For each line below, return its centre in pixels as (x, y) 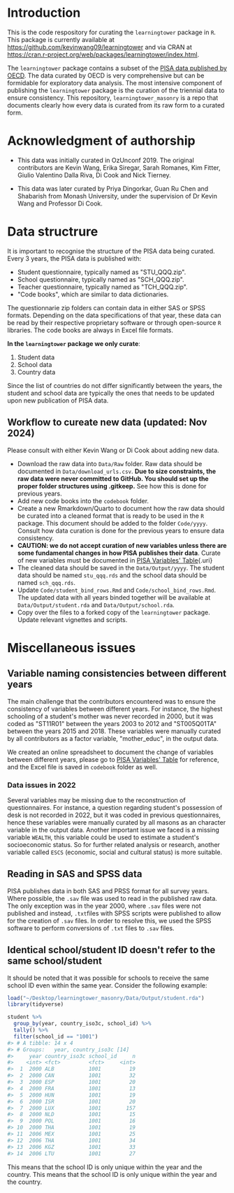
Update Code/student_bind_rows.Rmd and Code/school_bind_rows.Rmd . (117, 590)
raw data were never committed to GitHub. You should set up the (113, 478)
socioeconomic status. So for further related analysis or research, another (114, 844)
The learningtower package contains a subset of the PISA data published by (117, 68)
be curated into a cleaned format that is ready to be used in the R (111, 516)
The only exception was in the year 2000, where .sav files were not (104, 906)
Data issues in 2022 (42, 785)
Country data (36, 372)
